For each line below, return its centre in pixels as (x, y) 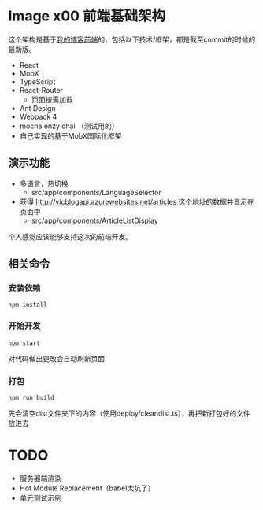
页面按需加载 (52, 99)
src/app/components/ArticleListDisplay (95, 220)
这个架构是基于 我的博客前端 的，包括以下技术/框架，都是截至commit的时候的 (132, 39)
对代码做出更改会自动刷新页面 (56, 358)
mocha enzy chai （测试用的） (69, 126)
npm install (28, 305)
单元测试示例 (40, 497)
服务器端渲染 (40, 478)
